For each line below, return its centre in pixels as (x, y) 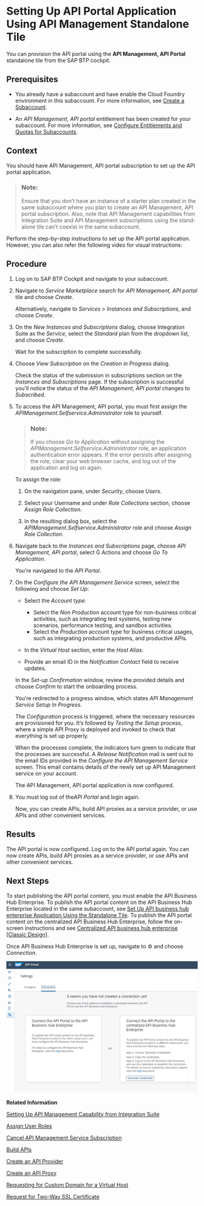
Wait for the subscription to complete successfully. (79, 351)
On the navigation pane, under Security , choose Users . (93, 491)
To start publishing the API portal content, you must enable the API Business (102, 895)
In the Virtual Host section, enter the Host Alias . (84, 650)
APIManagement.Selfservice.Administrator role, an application (108, 448)
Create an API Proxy (31, 1173)
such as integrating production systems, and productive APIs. (110, 638)
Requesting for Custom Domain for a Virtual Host (67, 1185)
